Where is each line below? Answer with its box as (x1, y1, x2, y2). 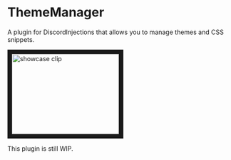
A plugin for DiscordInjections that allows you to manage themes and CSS (7, 28, 225, 36)
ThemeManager (7, 4, 105, 21)
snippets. (7, 35, 35, 43)
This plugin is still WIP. (7, 144, 73, 153)
